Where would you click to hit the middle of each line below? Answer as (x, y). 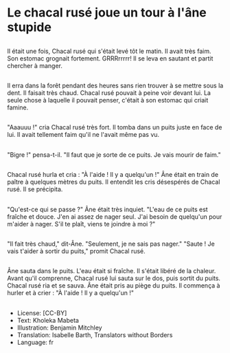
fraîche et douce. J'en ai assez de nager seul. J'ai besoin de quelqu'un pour (115, 216)
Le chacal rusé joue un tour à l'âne (107, 13)
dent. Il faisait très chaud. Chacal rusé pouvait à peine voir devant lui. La (109, 93)
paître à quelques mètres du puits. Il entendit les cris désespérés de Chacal (114, 182)
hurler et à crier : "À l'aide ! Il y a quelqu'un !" (71, 293)
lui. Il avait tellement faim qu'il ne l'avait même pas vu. (83, 135)
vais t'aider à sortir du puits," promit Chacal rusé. (76, 251)
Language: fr (35, 342)
